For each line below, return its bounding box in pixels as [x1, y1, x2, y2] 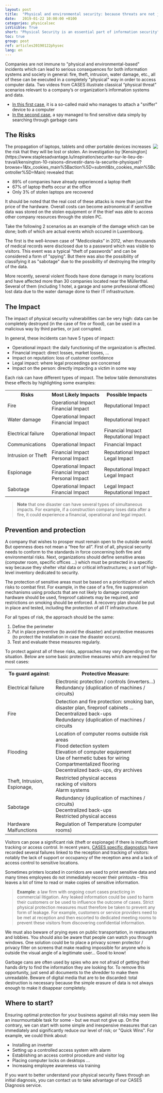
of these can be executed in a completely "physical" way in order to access [5, 76, 156, 82]
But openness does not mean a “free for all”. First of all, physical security [5, 544, 151, 550]
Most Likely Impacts [51, 392, 99, 398]
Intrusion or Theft [7, 452, 47, 459]
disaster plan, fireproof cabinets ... [55, 704, 133, 711]
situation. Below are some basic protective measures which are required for [5, 653, 156, 659]
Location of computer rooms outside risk [55, 730, 148, 737]
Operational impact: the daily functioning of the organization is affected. [12, 345, 156, 351]
